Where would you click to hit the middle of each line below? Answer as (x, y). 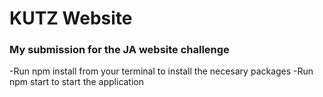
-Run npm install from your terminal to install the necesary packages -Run (161, 71)
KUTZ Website (71, 18)
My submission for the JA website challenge (119, 50)
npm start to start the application (77, 82)
